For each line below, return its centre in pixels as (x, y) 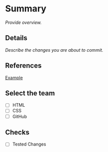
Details (16, 38)
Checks (17, 132)
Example (14, 77)
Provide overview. (23, 22)
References (23, 66)
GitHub (20, 116)
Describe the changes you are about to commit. (54, 50)
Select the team (30, 93)
